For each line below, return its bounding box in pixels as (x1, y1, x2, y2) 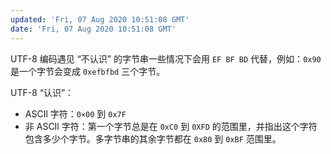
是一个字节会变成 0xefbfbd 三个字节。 (10, 65, 166, 77)
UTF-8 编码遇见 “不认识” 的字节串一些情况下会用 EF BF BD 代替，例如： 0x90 (10, 52, 322, 65)
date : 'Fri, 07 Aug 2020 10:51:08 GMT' (10, 24, 177, 34)
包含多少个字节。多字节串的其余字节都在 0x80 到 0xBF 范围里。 (24, 132, 282, 145)
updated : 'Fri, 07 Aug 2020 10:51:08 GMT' (10, 14, 190, 25)
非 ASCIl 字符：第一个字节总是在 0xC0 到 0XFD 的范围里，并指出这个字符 (24, 120, 318, 132)
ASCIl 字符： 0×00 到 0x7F (24, 107, 127, 120)
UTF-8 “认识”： (10, 86, 75, 98)
